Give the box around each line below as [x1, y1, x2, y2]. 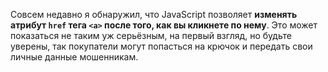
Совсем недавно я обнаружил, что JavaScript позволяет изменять [10, 9, 298, 20]
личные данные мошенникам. [10, 51, 139, 63]
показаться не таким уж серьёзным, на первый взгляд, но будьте [10, 30, 292, 41]
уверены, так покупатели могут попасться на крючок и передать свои [10, 40, 313, 52]
